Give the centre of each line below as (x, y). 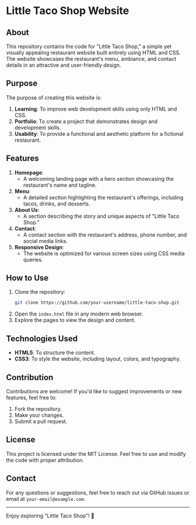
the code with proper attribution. (45, 460)
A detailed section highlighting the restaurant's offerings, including (103, 197)
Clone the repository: (40, 292)
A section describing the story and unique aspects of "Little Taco (101, 216)
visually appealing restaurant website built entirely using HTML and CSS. (93, 53)
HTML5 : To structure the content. (55, 353)
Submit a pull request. (41, 421)
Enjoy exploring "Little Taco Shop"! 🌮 (50, 516)
